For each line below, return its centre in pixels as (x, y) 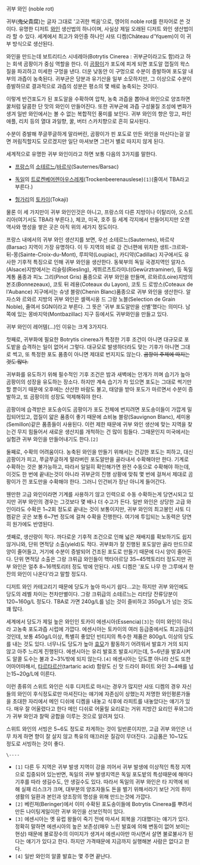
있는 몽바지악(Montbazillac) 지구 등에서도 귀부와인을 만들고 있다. (93, 314)
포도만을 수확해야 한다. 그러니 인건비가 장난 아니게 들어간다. (97, 482)
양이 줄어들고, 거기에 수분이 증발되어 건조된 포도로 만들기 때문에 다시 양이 (91, 552)
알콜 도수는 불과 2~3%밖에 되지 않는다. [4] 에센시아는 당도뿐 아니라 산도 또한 (101, 659)
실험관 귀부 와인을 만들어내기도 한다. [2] (52, 439)
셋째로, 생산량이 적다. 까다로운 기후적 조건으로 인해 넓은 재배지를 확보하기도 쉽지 (99, 537)
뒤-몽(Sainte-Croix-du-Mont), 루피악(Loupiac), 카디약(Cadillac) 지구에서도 (95, 254)
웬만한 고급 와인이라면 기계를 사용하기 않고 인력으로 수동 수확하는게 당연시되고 (97, 494)
